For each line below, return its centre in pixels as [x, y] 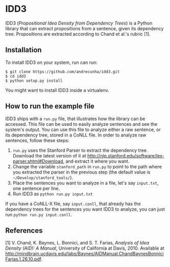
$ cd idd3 [16, 76]
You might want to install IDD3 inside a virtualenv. [57, 90]
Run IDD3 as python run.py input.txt [53, 194]
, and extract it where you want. [96, 161]
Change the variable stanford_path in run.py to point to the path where [87, 166]
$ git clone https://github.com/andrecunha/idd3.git [63, 72]
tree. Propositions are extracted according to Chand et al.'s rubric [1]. [78, 34]
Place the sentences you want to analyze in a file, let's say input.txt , [86, 183]
